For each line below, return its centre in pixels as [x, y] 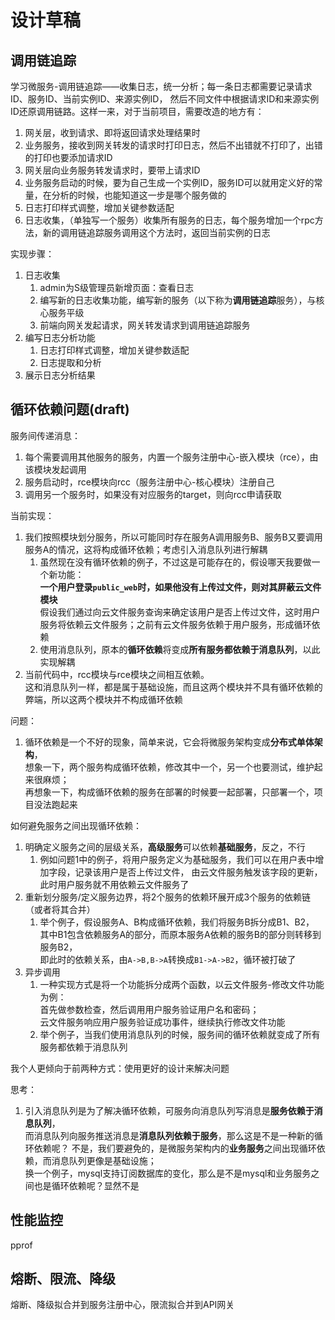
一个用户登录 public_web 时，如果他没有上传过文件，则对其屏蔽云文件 [180, 587]
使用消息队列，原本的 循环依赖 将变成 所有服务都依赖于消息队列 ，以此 [180, 649]
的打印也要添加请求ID [68, 157]
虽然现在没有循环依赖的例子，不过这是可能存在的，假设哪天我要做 [175, 562]
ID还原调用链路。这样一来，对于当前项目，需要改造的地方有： [137, 111]
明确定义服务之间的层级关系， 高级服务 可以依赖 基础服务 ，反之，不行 [165, 847]
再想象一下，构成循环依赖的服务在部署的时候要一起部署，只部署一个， [169, 792]
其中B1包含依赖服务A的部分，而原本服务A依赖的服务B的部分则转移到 [180, 934]
